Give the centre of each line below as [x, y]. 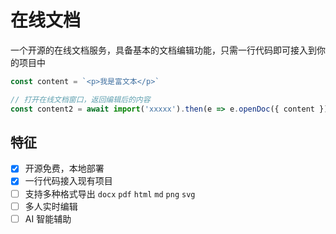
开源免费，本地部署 [64, 168]
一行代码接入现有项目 [68, 181]
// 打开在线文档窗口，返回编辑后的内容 [80, 99]
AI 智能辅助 [48, 218]
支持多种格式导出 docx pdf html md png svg [110, 193]
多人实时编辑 [51, 206]
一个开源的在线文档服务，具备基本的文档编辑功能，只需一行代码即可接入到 [163, 50]
